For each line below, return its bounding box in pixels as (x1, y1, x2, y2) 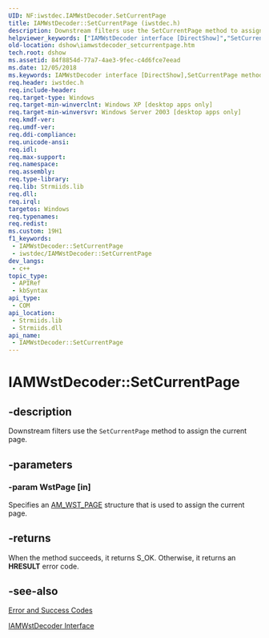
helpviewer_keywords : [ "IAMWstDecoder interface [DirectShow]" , (8, 34, 227, 42)
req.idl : (8, 146, 38, 154)
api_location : (8, 309, 56, 317)
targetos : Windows (8, 205, 70, 213)
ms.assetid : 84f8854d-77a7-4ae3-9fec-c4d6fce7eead (8, 57, 181, 65)
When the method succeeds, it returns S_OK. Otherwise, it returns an (8, 552, 236, 562)
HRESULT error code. (8, 561, 79, 571)
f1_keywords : (8, 235, 52, 243)
